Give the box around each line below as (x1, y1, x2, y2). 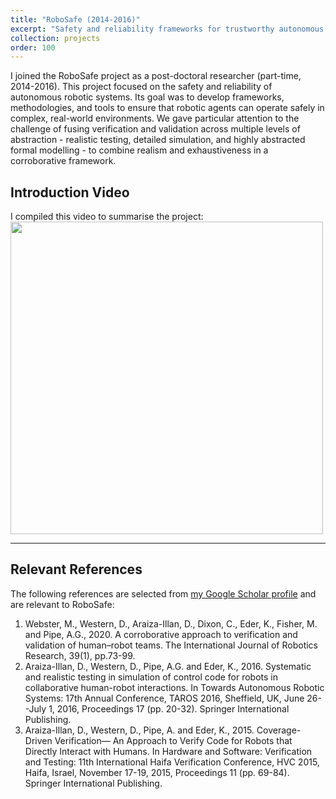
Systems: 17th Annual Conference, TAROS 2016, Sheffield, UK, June (24, 692, 305, 704)
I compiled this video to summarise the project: (10, 211, 204, 223)
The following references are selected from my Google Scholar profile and (10, 587, 317, 600)
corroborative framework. (10, 155, 117, 167)
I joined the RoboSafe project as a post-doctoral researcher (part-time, (10, 70, 302, 82)
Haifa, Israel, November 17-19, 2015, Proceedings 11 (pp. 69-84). (24, 766, 290, 778)
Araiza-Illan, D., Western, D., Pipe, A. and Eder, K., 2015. (24, 724, 255, 736)
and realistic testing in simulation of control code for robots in (24, 671, 279, 683)
